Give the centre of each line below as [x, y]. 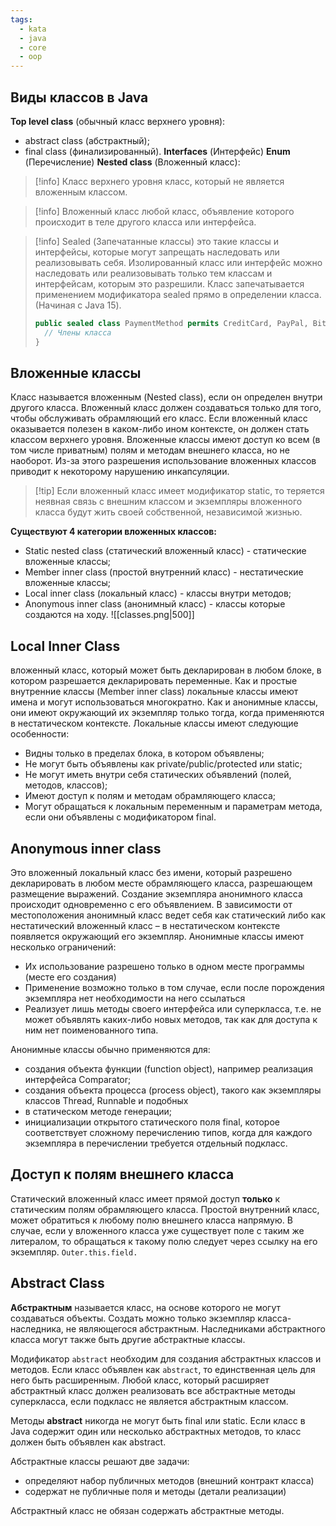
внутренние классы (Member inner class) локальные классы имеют [154, 692]
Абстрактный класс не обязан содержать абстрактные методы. [147, 1510]
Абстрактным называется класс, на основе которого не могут [145, 1307]
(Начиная [55, 305]
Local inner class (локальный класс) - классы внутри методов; [158, 593]
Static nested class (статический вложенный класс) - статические [165, 551]
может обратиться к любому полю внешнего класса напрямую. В [151, 1220]
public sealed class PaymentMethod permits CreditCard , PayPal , [171, 323]
